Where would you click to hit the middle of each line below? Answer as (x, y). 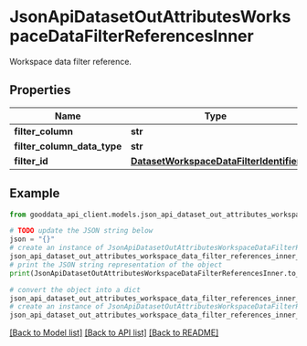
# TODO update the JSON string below (81, 231)
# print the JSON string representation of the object (116, 265)
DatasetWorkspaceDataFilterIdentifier (216, 161)
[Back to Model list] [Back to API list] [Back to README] (114, 333)
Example (35, 194)
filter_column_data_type (68, 146)
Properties (40, 90)
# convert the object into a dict (75, 289)
